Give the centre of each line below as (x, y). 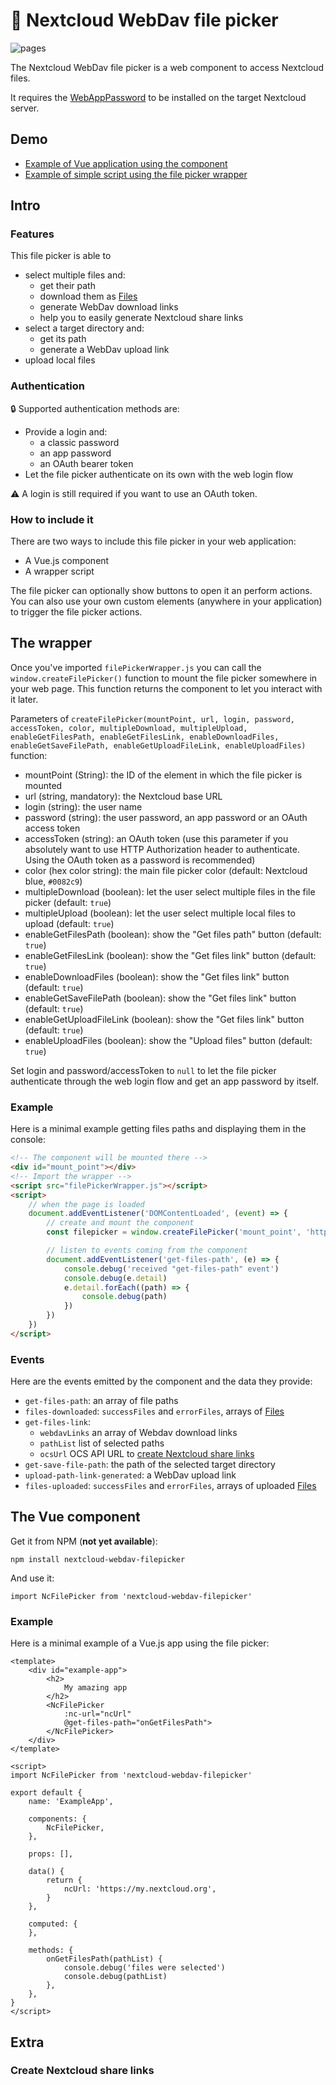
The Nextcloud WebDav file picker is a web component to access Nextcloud (167, 67)
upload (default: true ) (69, 923)
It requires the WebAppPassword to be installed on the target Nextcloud (158, 97)
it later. (24, 699)
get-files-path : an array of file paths (101, 1401)
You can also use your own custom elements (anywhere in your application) (166, 601)
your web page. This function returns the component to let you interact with (166, 688)
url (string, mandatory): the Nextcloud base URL (123, 796)
